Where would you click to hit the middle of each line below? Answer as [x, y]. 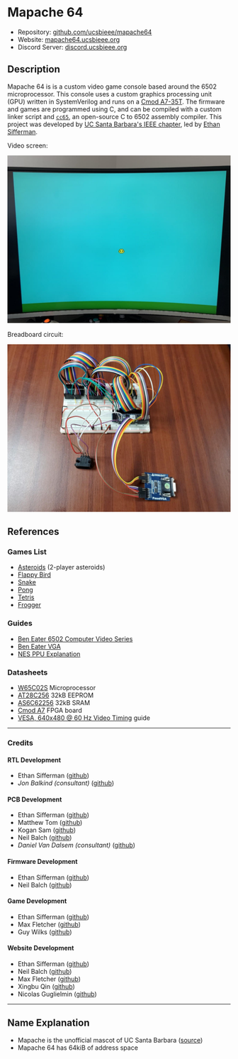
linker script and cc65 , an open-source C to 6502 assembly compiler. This [115, 116]
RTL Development [34, 760]
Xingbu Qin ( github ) [46, 986]
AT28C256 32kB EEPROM [56, 695]
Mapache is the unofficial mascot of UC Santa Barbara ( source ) [110, 1040]
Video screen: [28, 145]
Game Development [37, 901]
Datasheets [28, 672]
